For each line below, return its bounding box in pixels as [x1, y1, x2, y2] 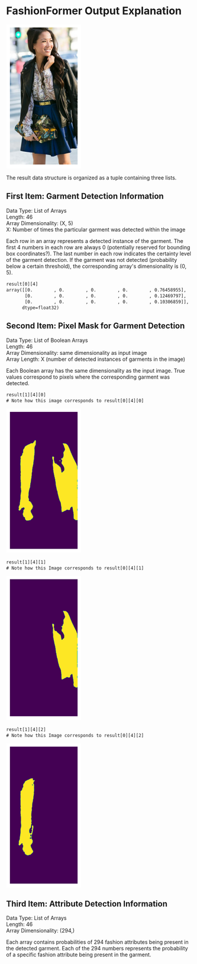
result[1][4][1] [6, 559, 46, 565]
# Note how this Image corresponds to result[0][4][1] [6, 565, 144, 571]
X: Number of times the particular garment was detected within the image [6, 226, 186, 233]
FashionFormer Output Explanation [6, 4, 182, 18]
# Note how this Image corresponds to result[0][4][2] [6, 732, 144, 738]
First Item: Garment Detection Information [6, 191, 164, 201]
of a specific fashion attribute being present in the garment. [6, 951, 151, 958]
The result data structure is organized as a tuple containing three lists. [6, 174, 177, 181]
